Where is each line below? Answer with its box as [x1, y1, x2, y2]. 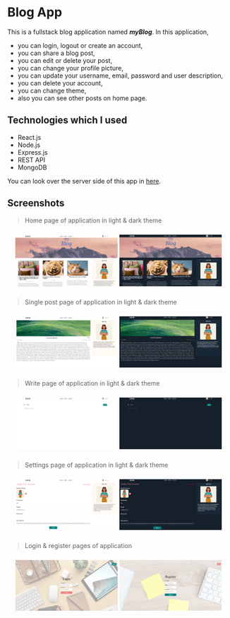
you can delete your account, [17, 78, 103, 87]
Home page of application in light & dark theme [24, 216, 162, 225]
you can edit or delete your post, [17, 56, 113, 64]
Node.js [17, 141, 41, 149]
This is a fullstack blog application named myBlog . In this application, [7, 28, 210, 36]
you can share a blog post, [17, 49, 95, 57]
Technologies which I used [7, 114, 128, 126]
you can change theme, [17, 86, 87, 95]
